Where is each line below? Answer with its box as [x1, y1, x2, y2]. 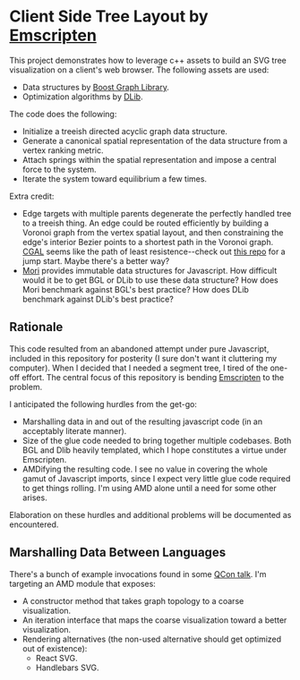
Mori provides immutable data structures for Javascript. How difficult [21, 265, 278, 276]
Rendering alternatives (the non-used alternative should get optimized [21, 633, 282, 644]
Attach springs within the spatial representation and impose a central [21, 154, 277, 165]
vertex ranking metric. [21, 145, 105, 156]
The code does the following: [9, 108, 117, 119]
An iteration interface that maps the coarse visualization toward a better [21, 615, 287, 625]
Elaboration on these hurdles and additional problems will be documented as [9, 509, 292, 520]
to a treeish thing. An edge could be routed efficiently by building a [21, 217, 270, 228]
